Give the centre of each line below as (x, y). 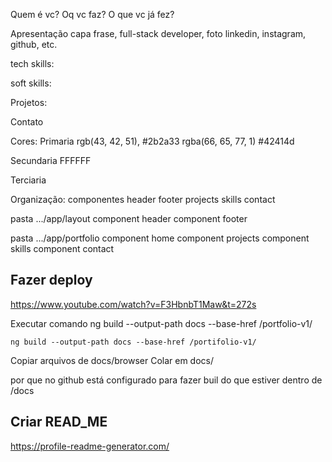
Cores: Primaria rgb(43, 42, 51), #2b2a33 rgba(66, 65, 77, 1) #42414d (152, 141)
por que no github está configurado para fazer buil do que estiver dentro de (166, 380)
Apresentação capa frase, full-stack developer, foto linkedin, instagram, (158, 33)
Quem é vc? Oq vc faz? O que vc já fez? (92, 14)
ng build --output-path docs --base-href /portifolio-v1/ (133, 342)
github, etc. (34, 44)
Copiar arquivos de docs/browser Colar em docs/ (112, 360)
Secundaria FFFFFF (51, 160)
